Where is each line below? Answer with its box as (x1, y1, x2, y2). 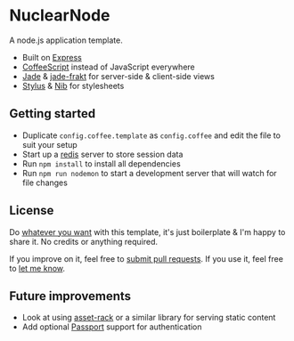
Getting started (9, 106, 96, 121)
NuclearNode (9, 5, 110, 26)
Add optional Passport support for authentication (21, 321, 202, 332)
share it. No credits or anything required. (9, 236, 159, 247)
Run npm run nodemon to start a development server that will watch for (21, 167, 278, 178)
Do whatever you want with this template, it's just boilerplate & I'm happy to (9, 226, 286, 237)
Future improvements (9, 288, 132, 304)
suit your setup (21, 139, 78, 150)
